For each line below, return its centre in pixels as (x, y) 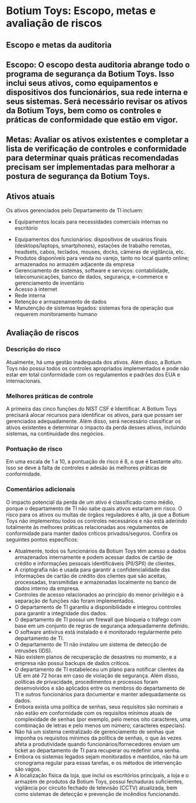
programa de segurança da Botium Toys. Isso (90, 74)
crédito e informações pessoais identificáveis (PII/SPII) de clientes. (95, 563)
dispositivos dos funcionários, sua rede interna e (97, 92)
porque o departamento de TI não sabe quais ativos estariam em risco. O (94, 508)
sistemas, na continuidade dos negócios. (55, 434)
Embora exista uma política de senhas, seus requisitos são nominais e (99, 707)
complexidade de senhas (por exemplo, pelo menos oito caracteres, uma (102, 719)
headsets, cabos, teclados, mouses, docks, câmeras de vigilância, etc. (100, 252)
